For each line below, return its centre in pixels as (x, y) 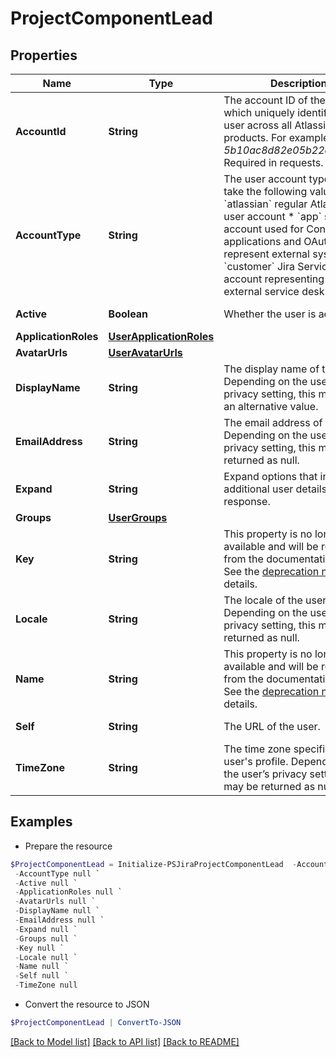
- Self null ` (42, 976)
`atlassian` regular (265, 204)
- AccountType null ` (57, 873)
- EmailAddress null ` (59, 920)
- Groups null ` (46, 938)
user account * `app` (272, 216)
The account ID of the (274, 100)
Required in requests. (273, 162)
